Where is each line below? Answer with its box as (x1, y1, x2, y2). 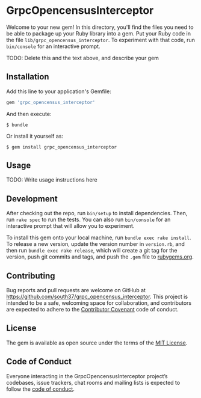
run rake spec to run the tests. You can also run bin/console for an (6, 216, 171, 223)
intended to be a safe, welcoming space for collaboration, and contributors (6, 299, 191, 307)
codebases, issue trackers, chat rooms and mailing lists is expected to (6, 379, 181, 386)
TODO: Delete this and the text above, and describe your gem (6, 54, 159, 61)
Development (6, 194, 58, 204)
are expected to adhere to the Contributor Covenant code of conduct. (6, 306, 179, 313)
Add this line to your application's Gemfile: (6, 88, 111, 95)
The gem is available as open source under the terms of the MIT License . (6, 339, 188, 346)
